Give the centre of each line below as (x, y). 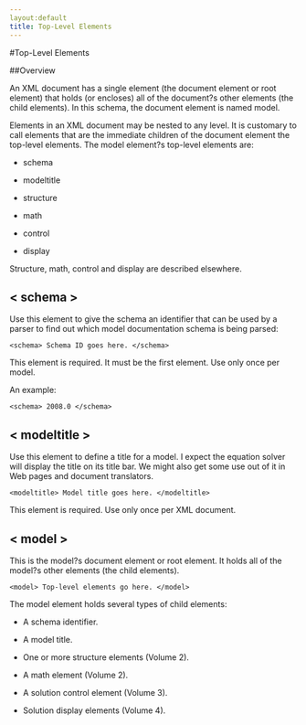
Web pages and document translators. (81, 476)
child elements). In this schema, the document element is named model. (145, 107)
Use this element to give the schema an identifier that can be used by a (143, 319)
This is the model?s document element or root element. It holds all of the (146, 560)
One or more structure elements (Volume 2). (106, 657)
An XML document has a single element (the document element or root (143, 88)
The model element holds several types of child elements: (118, 603)
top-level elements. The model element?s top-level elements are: (132, 144)
